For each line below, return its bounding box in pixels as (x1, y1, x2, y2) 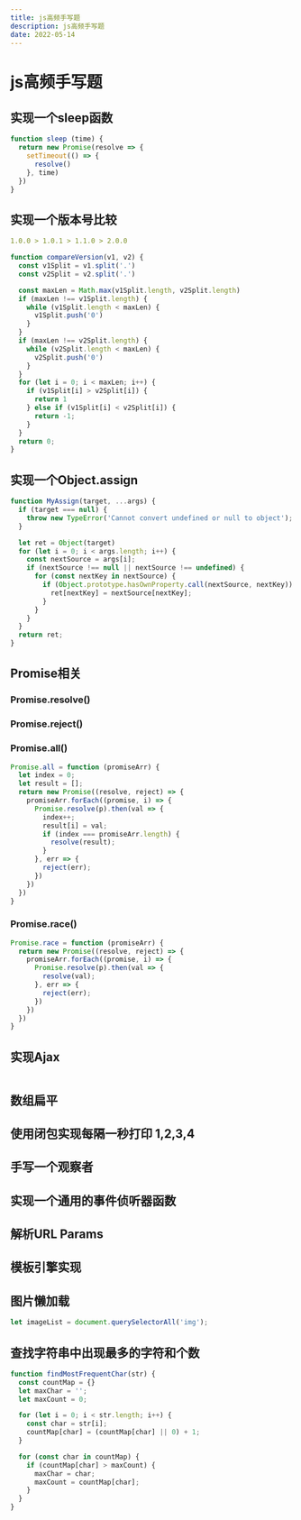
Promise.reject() (10, 718, 84, 730)
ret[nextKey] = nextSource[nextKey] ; (50, 588, 193, 598)
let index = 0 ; (18, 771, 76, 780)
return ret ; (18, 630, 64, 640)
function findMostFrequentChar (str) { (10, 1369, 156, 1378)
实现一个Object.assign (10, 472, 139, 488)
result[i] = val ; (42, 821, 107, 830)
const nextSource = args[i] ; (26, 555, 136, 564)
